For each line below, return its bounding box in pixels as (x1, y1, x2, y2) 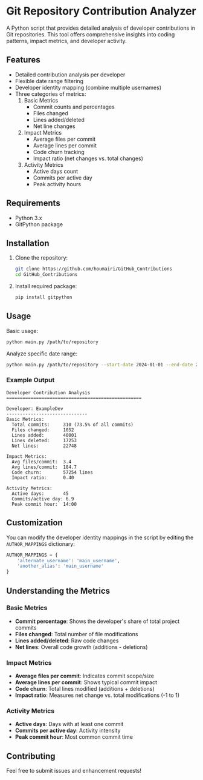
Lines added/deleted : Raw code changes (14, 637, 119, 644)
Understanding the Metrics (6, 585, 111, 596)
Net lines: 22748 (11, 443, 77, 449)
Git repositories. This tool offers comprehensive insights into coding (6, 30, 175, 38)
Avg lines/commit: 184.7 (11, 464, 77, 470)
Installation (6, 238, 50, 248)
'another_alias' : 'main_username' (17, 563, 104, 570)
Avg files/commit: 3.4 (11, 459, 71, 465)
